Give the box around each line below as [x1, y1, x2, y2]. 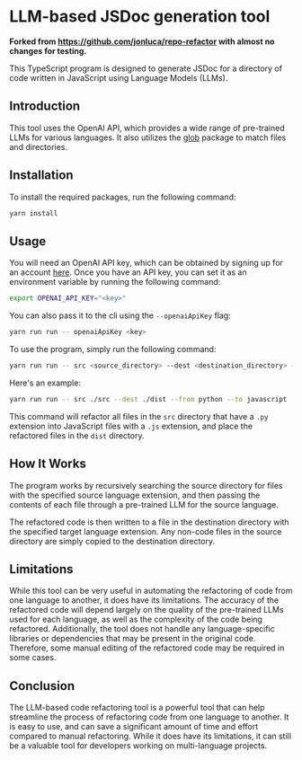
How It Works [9, 456, 87, 472]
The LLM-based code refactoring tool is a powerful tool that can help [9, 703, 265, 713]
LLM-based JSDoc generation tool [9, 6, 271, 27]
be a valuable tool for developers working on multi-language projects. [9, 740, 268, 751]
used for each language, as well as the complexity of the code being [9, 614, 263, 625]
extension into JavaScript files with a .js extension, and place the [9, 420, 253, 431]
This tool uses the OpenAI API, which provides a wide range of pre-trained [9, 122, 285, 133]
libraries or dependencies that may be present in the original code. [9, 633, 256, 644]
